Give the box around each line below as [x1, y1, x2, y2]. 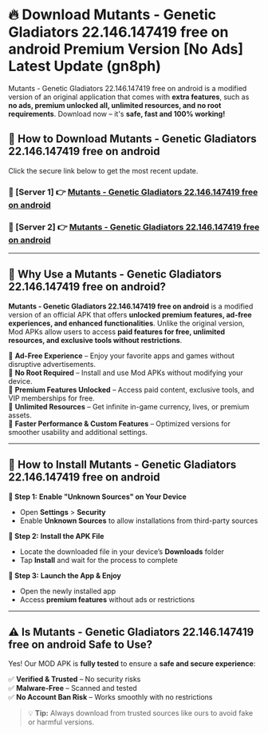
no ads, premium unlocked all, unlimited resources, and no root [8, 100, 222, 110]
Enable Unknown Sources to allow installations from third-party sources [19, 516, 258, 525]
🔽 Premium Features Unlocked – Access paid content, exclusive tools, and [8, 385, 254, 394]
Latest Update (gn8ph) [8, 58, 162, 75]
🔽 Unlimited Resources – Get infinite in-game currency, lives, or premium [8, 401, 250, 411]
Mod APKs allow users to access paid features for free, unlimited [8, 326, 226, 337]
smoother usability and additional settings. [8, 427, 148, 437]
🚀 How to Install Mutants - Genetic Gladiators [8, 458, 237, 472]
